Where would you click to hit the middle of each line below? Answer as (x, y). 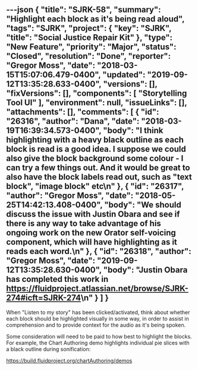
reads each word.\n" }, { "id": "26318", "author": (99, 251)
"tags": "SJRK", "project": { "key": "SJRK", (89, 28)
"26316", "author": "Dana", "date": (73, 121)
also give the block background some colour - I (95, 159)
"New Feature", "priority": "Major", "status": (91, 47)
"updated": (124, 75)
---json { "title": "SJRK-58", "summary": (84, 10)
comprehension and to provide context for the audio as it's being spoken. (96, 325)
